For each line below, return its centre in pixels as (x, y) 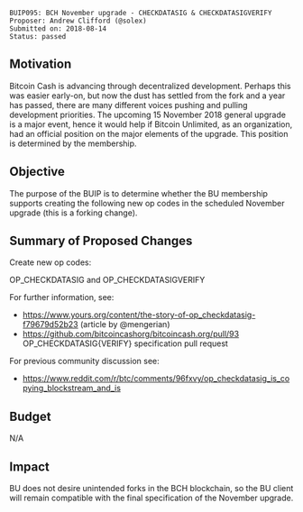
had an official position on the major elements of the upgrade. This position (149, 133)
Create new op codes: (50, 262)
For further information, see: (62, 297)
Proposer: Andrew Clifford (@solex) (78, 21)
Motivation (41, 64)
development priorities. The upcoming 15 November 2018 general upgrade (148, 114)
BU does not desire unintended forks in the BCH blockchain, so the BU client (151, 489)
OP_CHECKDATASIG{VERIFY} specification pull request (125, 343)
